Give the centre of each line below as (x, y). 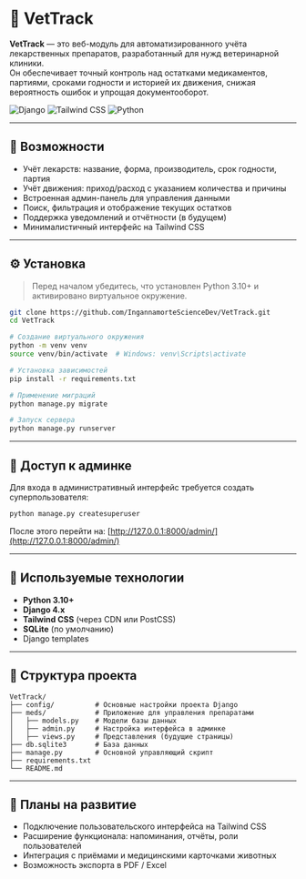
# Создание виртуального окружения (77, 337)
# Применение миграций (52, 395)
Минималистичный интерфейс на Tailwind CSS (113, 227)
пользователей (52, 846)
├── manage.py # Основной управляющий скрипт (112, 753)
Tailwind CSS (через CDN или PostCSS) (99, 619)
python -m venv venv (49, 346)
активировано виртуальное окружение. (109, 296)
